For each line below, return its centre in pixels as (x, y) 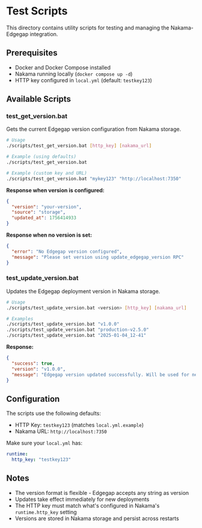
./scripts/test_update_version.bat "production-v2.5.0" (78, 330)
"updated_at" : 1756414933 (44, 218)
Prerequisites (32, 53)
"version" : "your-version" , (47, 207)
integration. (44, 34)
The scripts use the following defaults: (54, 413)
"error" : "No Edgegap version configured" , (67, 251)
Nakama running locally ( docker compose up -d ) (74, 74)
